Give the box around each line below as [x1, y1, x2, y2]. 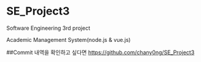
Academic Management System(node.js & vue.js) [6, 36, 131, 43]
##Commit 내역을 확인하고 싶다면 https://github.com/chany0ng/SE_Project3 [6, 49, 195, 56]
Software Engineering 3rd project [6, 24, 91, 32]
